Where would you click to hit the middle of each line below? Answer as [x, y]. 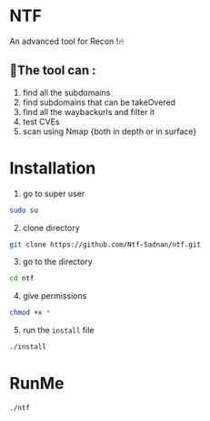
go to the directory [57, 262]
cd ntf [22, 279]
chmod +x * [30, 313]
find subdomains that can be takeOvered [99, 102]
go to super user [54, 194]
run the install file [58, 331]
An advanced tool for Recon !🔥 [67, 41]
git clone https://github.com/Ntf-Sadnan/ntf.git [105, 244]
